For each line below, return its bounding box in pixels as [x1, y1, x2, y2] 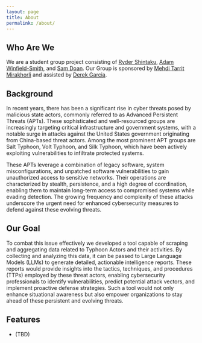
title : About [6, 14, 39, 20]
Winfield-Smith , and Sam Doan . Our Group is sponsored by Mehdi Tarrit [6, 65, 185, 72]
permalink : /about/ [6, 20, 55, 26]
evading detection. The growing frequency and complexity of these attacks [6, 194, 194, 200]
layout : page [6, 8, 39, 15]
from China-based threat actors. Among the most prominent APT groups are [6, 137, 196, 143]
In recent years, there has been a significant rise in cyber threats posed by [6, 105, 191, 112]
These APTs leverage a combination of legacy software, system [6, 161, 165, 168]
